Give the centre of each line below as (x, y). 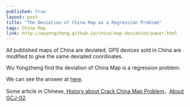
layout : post (22, 17)
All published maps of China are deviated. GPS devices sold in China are (94, 50)
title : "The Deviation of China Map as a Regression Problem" (84, 22)
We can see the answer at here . (45, 79)
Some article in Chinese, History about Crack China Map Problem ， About (95, 91)
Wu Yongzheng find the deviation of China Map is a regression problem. (94, 68)
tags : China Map (26, 28)
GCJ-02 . (17, 98)
